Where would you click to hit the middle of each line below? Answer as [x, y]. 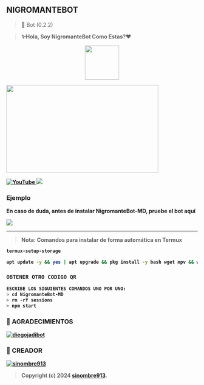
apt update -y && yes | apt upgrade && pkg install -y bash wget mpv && [100, 262]
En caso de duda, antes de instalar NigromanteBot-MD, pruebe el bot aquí [101, 211]
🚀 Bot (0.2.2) [37, 24]
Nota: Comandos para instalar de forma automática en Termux [101, 240]
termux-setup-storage [34, 251]
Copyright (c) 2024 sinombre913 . [64, 376]
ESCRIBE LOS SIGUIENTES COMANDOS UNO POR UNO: [66, 289]
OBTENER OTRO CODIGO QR [42, 277]
